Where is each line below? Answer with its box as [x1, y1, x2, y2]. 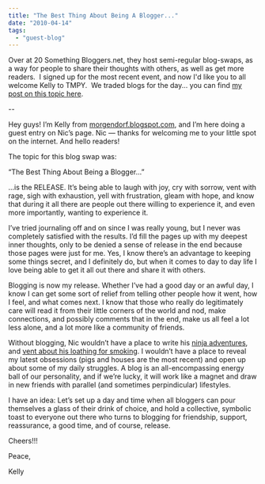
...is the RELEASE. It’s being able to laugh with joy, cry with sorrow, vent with [8, 183, 257, 192]
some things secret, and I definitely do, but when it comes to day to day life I [8, 257, 257, 266]
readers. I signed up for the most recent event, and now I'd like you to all [8, 72, 247, 82]
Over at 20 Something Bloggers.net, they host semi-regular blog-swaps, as [8, 55, 253, 65]
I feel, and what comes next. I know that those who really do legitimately [8, 298, 244, 307]
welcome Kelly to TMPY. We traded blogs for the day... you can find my [8, 81, 243, 90]
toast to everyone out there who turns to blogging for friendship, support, [8, 413, 248, 422]
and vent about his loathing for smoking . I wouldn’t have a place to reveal [8, 346, 247, 356]
